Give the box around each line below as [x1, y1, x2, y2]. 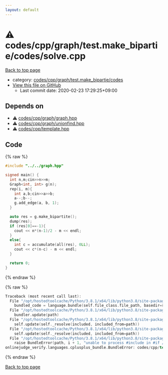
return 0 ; [9, 261, 30, 266]
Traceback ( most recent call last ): [5, 294, 81, 299]
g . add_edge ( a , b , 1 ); [14, 200, 59, 206]
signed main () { [5, 173, 39, 178]
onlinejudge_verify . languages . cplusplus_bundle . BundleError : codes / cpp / [5, 345, 160, 350]
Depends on [5, 101, 44, 110]
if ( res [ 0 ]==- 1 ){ [9, 223, 46, 228]
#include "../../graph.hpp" [5, 164, 64, 169]
